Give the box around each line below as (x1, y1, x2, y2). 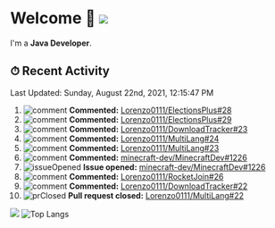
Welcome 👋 (10, 8, 96, 29)
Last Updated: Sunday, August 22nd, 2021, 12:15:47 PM (10, 87, 214, 97)
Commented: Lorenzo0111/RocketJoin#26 (69, 171, 224, 182)
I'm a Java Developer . (10, 38, 92, 48)
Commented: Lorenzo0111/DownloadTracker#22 (69, 181, 248, 191)
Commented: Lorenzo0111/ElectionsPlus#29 (69, 114, 232, 124)
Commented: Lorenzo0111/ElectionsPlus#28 (69, 105, 232, 115)
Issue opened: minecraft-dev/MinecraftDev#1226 (82, 161, 266, 173)
